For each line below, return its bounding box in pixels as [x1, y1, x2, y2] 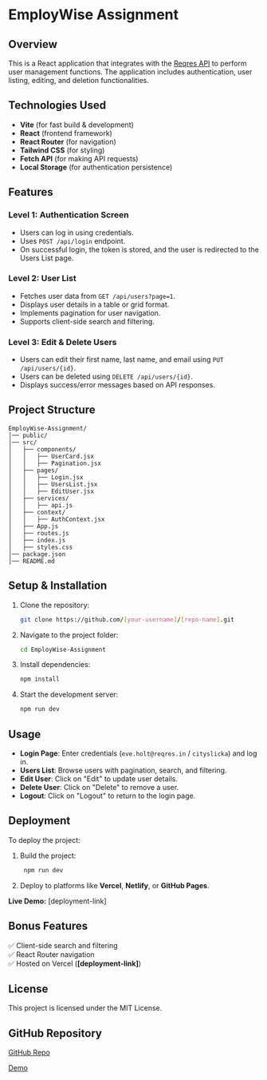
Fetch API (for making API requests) [19, 153, 139, 163]
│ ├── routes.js [8, 529, 69, 537]
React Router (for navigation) [19, 137, 117, 146]
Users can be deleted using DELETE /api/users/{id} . [19, 371, 194, 381]
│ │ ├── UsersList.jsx [8, 480, 98, 488]
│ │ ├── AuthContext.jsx [8, 515, 105, 523]
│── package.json [8, 550, 66, 558]
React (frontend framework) [19, 128, 113, 137]
